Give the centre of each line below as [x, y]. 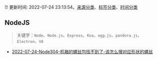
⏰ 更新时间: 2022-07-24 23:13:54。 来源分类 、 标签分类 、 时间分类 [71, 7]
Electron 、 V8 [30, 41]
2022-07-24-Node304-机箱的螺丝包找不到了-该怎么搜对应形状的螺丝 [82, 51]
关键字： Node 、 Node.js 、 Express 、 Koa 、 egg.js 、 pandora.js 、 [79, 35]
